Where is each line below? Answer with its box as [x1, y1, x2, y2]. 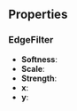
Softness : [20, 53, 58, 65]
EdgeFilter [8, 34, 54, 46]
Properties [8, 7, 68, 22]
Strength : [20, 73, 58, 83]
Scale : [20, 63, 45, 74]
